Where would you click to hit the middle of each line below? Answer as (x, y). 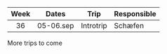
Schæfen (129, 26)
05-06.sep (56, 26)
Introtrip (94, 26)
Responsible (135, 14)
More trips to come (35, 43)
